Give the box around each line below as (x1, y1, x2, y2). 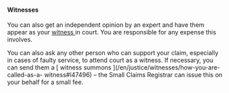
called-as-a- (7, 71, 43, 79)
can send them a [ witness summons (7, 63, 112, 72)
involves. (7, 35, 33, 44)
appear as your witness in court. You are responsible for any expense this (7, 28, 217, 37)
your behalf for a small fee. (7, 78, 84, 86)
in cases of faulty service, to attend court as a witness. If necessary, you (7, 56, 214, 65)
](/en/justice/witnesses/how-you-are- (112, 63, 221, 72)
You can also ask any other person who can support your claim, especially (7, 49, 219, 57)
